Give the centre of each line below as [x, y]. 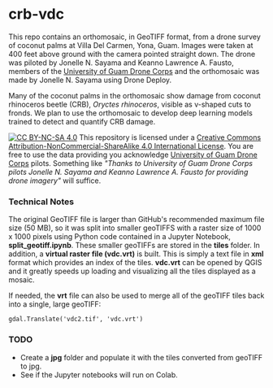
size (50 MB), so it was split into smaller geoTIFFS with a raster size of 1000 [135, 228]
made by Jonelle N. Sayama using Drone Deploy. [90, 80]
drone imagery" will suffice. [55, 181]
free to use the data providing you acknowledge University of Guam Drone [133, 155]
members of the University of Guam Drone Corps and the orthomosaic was [134, 71]
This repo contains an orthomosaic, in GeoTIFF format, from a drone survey [135, 37]
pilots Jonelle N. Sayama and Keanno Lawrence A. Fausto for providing [128, 172]
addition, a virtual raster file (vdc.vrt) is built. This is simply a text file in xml [136, 254]
